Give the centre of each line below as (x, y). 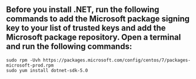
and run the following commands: (69, 47)
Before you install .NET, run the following (83, 10)
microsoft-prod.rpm (30, 65)
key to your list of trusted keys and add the (86, 28)
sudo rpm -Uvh (24, 60)
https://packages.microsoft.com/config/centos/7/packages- (117, 60)
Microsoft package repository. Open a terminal (94, 37)
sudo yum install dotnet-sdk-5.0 (47, 70)
